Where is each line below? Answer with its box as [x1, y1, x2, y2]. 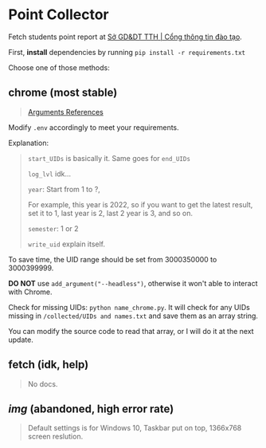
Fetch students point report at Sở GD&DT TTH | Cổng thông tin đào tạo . [8, 32, 243, 41]
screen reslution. [27, 432, 84, 442]
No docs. [27, 379, 58, 388]
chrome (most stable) [8, 86, 118, 100]
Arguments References [27, 107, 104, 116]
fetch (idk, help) [8, 358, 89, 371]
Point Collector [8, 6, 109, 24]
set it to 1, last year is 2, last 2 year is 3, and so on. [27, 208, 194, 218]
